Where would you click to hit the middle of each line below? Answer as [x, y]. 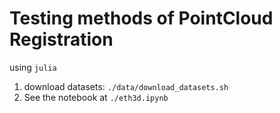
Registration [61, 39]
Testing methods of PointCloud [141, 18]
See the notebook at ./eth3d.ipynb [96, 97]
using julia [33, 67]
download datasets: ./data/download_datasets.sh [126, 86]
